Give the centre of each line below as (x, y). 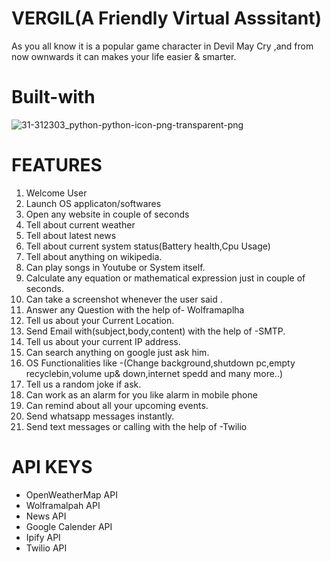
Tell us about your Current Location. (100, 320)
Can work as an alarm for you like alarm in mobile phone (141, 394)
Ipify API (43, 537)
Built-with (53, 97)
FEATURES (57, 165)
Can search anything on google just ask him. (117, 352)
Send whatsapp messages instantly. (100, 416)
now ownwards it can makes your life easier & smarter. (124, 56)
